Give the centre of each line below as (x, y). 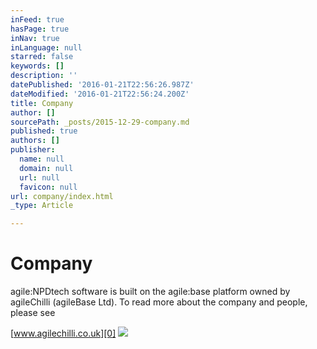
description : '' (44, 76)
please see (33, 313)
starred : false (42, 57)
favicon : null (48, 187)
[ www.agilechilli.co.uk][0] (63, 333)
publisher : (33, 150)
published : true (44, 131)
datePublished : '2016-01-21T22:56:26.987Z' (102, 85)
